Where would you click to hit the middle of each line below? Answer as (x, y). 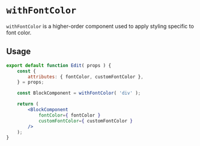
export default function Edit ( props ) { (59, 65)
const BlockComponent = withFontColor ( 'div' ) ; (79, 93)
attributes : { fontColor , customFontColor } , (86, 77)
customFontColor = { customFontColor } (86, 121)
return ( (28, 104)
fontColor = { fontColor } (69, 115)
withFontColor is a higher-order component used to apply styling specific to (100, 26)
